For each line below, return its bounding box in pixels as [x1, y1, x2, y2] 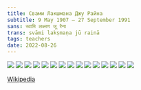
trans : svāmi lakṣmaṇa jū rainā [7, 29, 100, 36]
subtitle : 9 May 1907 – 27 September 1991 [7, 16, 131, 23]
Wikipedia [7, 75, 36, 83]
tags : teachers [7, 36, 51, 43]
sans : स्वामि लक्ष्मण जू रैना [7, 23, 67, 30]
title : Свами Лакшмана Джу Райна [7, 10, 103, 17]
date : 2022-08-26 [7, 42, 57, 49]
